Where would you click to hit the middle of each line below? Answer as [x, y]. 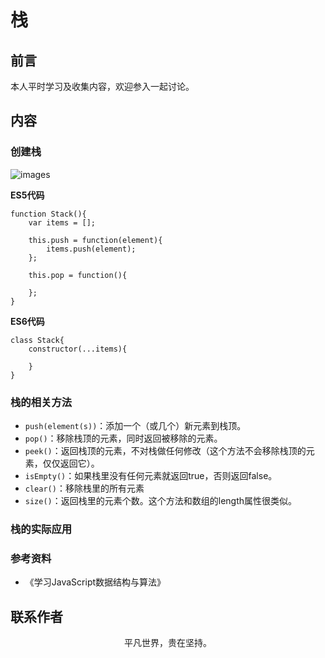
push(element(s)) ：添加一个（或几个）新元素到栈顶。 [135, 425]
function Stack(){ [48, 214]
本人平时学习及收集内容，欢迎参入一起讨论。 [102, 86]
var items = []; [62, 222]
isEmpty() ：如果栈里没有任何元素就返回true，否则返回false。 [151, 475]
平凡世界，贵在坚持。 [168, 643]
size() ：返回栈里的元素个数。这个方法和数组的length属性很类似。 [161, 500]
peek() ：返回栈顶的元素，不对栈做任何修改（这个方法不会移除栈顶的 [165, 450]
